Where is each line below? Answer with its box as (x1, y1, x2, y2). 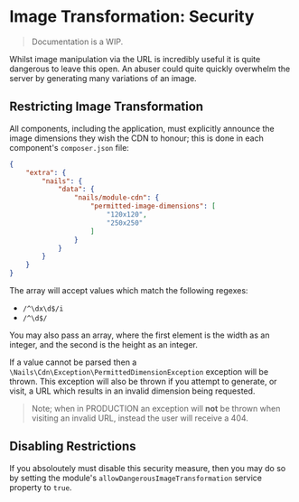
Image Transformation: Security (9, 6, 255, 27)
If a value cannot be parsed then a (9, 357, 137, 367)
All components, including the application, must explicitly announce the (9, 123, 275, 134)
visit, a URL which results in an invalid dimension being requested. (9, 386, 256, 396)
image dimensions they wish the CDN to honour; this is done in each (9, 133, 264, 144)
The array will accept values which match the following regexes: (9, 285, 248, 295)
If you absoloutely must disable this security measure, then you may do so (9, 462, 286, 473)
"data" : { (57, 185, 95, 194)
